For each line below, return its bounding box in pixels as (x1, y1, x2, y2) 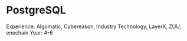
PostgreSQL (6, 4, 66, 17)
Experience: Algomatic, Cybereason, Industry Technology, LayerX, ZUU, (6, 23, 182, 30)
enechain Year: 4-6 (6, 29, 53, 36)
